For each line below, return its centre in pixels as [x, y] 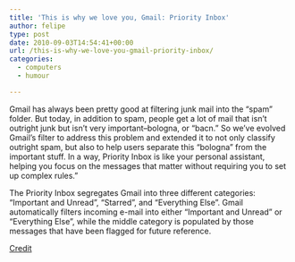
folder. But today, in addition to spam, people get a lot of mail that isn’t [138, 118]
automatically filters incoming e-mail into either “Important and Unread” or [146, 212]
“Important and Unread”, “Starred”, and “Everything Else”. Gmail [126, 202]
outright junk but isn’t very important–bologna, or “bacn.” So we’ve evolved [147, 128]
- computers [40, 68]
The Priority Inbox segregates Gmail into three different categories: [133, 192]
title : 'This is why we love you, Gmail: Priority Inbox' [119, 17]
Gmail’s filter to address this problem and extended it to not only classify [142, 137]
